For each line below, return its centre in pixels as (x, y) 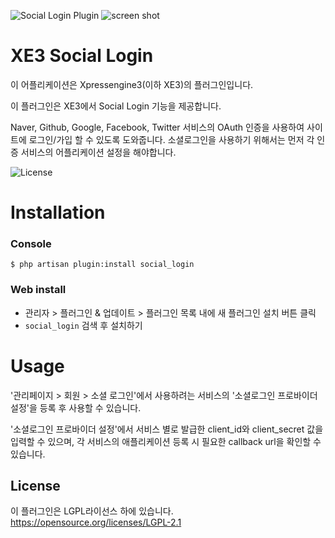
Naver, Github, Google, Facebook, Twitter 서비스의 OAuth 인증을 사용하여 (157, 127)
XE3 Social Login (82, 56)
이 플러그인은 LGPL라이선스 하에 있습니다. (92, 511)
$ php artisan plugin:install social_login (102, 265)
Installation (58, 212)
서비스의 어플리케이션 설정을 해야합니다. (98, 152)
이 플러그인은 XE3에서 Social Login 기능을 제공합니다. (116, 106)
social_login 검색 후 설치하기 (83, 325)
